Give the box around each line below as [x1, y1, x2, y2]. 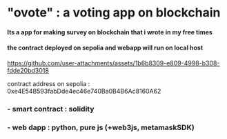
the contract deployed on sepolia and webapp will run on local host [7, 43, 204, 52]
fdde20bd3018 [7, 66, 50, 74]
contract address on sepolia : [7, 79, 90, 87]
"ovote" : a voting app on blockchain [7, 5, 221, 21]
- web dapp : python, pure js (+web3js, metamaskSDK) [7, 122, 195, 132]
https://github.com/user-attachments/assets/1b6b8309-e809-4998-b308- [7, 58, 220, 67]
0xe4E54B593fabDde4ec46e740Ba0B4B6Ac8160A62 [7, 87, 161, 95]
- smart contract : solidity [7, 104, 95, 114]
